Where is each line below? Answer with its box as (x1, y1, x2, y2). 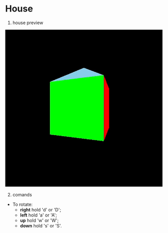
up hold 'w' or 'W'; (20, 217, 59, 223)
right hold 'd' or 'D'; (20, 206, 61, 212)
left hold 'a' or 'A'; (20, 212, 57, 218)
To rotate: (12, 201, 33, 207)
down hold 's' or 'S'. (20, 222, 62, 228)
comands (12, 191, 32, 197)
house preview (12, 20, 44, 26)
